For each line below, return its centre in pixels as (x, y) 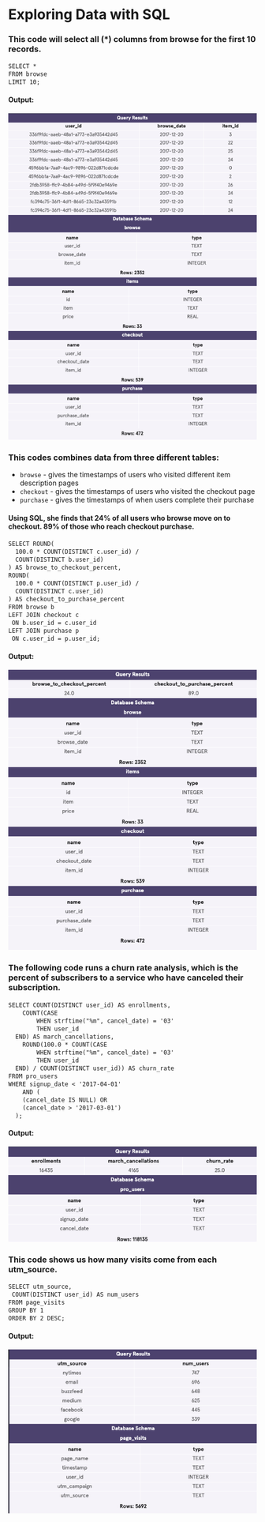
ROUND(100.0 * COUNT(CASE (65, 1045)
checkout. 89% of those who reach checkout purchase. (101, 526)
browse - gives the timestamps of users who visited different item (125, 475)
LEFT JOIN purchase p (44, 631)
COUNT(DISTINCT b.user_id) (60, 560)
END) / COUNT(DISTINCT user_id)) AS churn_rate (95, 1068)
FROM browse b (32, 607)
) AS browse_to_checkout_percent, (65, 568)
